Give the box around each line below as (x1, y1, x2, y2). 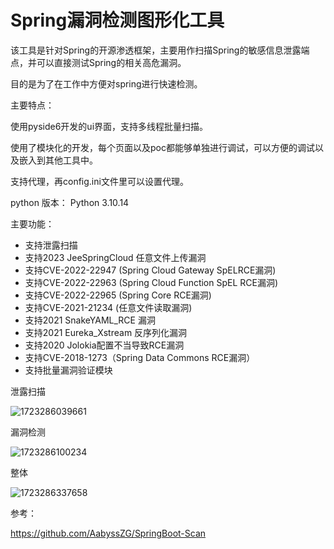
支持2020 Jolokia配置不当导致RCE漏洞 (24, 339, 185, 351)
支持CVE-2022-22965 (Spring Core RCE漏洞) (24, 289, 212, 301)
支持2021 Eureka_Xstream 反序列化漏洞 (24, 326, 188, 338)
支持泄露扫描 (24, 239, 78, 251)
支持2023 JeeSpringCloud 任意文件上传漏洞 (24, 251, 207, 263)
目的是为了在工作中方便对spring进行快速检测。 (10, 77, 203, 90)
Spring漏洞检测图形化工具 (10, 9, 225, 32)
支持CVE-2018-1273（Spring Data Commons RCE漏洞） (24, 351, 256, 363)
